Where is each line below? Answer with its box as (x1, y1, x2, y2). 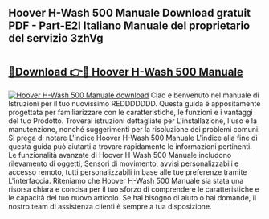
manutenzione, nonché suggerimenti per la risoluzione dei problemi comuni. (8, 125, 260, 134)
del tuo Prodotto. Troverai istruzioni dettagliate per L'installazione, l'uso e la (8, 116, 258, 126)
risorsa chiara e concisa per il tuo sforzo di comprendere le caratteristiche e (8, 184, 259, 194)
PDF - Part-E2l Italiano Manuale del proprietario (8, 19, 251, 33)
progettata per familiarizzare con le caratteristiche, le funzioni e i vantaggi (8, 108, 253, 117)
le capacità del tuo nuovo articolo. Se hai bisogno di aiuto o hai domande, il (8, 193, 257, 202)
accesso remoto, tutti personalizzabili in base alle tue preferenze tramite (8, 167, 247, 176)
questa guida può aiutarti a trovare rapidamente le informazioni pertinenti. (8, 142, 253, 151)
